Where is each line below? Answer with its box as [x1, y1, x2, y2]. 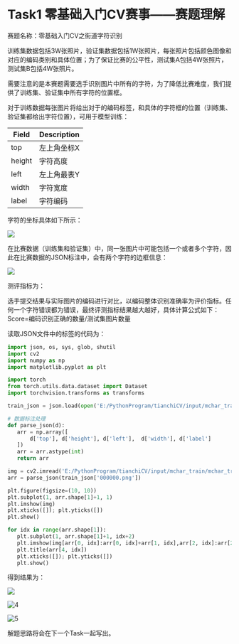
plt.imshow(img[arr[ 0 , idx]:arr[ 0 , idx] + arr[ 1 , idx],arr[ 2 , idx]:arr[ [16, 540, 231, 547]
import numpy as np [7, 357, 65, 364]
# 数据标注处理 [7, 415, 46, 422]
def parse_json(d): [7, 422, 65, 429]
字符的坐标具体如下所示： [7, 215, 83, 224]
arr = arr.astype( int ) [16, 449, 84, 456]
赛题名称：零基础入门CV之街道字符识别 [7, 31, 122, 40]
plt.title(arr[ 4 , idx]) [16, 546, 87, 553]
